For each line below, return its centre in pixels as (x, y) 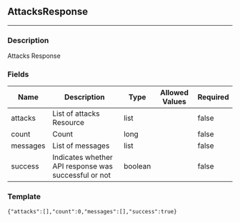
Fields (18, 74)
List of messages (81, 146)
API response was (82, 166)
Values (175, 101)
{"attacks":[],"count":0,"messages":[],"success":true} (92, 211)
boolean (137, 166)
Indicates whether (82, 158)
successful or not (81, 176)
